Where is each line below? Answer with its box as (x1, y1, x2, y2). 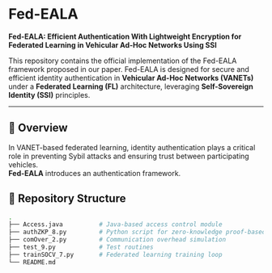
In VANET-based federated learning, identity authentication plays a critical (8, 142, 256, 152)
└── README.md (8, 258, 57, 267)
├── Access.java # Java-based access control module (8, 220, 223, 229)
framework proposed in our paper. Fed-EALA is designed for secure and (8, 64, 249, 73)
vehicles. (8, 159, 39, 170)
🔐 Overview (8, 121, 68, 135)
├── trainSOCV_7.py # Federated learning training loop (8, 250, 223, 258)
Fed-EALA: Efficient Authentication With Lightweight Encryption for (8, 31, 242, 41)
